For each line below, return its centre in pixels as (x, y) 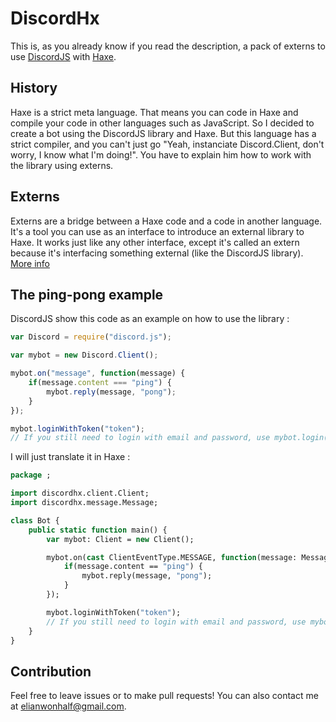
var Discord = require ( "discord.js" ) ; (91, 337)
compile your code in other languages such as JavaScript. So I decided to (162, 123)
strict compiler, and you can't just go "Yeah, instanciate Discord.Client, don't (167, 144)
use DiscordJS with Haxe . (63, 56)
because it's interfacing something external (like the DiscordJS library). (157, 253)
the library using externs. (62, 165)
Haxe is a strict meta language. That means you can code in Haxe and (154, 112)
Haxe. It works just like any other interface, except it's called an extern (155, 242)
